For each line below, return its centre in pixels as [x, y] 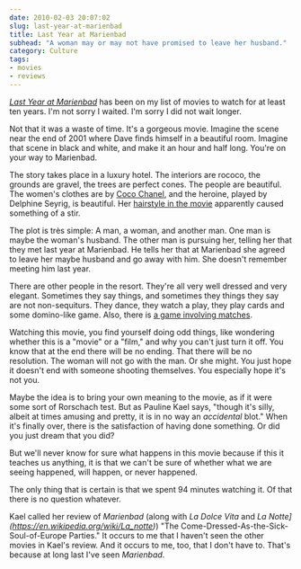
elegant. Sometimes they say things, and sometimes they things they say [144, 295]
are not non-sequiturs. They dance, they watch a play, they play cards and [147, 305]
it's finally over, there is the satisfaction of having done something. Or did [145, 426]
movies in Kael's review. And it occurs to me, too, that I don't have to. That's [150, 545]
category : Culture [44, 51]
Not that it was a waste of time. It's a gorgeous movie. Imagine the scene [144, 129]
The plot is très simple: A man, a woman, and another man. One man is [140, 230]
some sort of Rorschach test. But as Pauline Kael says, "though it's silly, [142, 406]
